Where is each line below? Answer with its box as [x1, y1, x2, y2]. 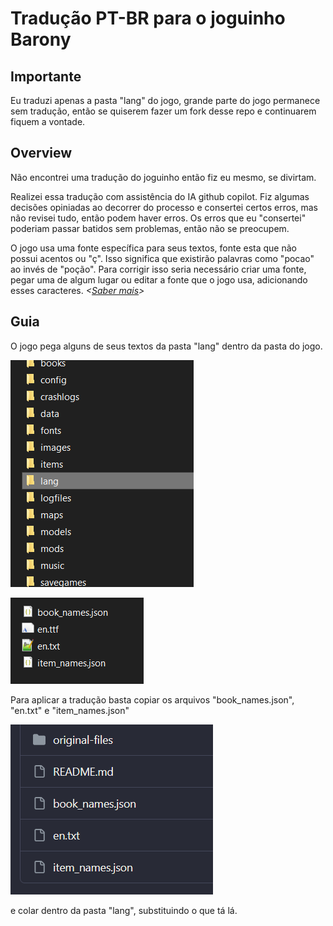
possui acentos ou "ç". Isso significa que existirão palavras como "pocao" [10, 252, 315, 264]
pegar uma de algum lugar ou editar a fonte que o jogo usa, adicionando [10, 273, 308, 286]
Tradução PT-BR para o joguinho [10, 7, 286, 30]
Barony [10, 28, 72, 51]
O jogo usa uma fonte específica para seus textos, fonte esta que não [10, 242, 297, 254]
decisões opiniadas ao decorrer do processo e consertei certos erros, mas [10, 201, 318, 213]
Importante [10, 68, 82, 85]
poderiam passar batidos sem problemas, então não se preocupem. [10, 222, 290, 234]
